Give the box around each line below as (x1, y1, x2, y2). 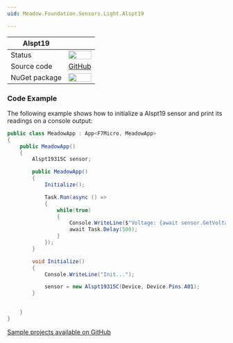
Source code (10, 61, 53, 71)
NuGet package (10, 72, 62, 82)
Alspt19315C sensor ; (32, 156, 92, 163)
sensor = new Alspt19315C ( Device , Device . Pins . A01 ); (44, 283, 200, 290)
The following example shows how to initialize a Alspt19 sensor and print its (7, 109, 223, 117)
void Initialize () (32, 258, 85, 265)
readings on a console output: (7, 116, 93, 125)
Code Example (7, 93, 58, 103)
